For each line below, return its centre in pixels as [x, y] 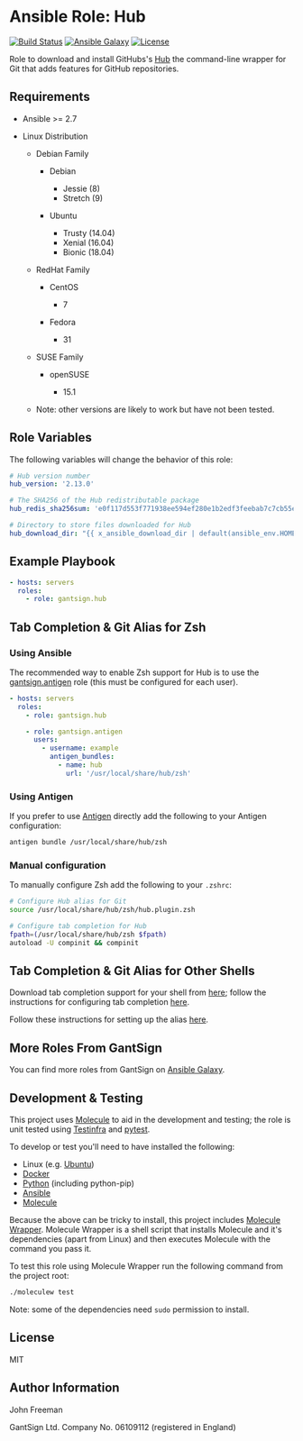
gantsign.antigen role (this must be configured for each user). [124, 681]
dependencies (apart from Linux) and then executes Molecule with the [140, 1239]
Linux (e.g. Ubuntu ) [58, 1164]
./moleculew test [42, 1292]
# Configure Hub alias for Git [68, 902]
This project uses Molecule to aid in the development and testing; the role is [150, 1120]
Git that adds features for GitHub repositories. [94, 68]
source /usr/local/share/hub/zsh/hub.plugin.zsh [102, 910]
